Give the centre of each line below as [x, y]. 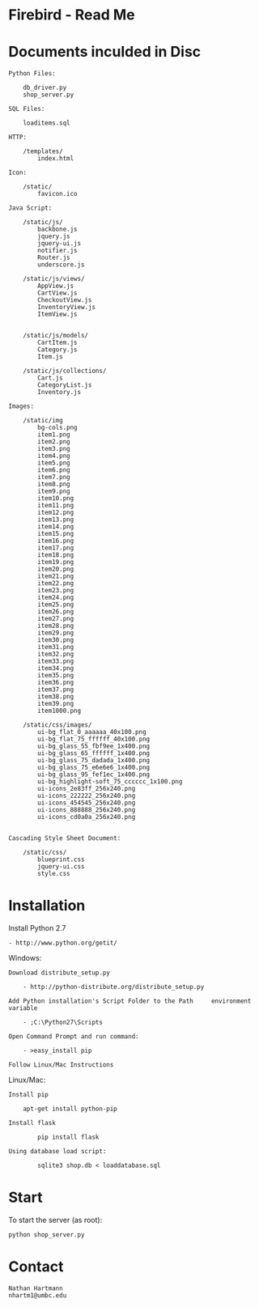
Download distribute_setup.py [59, 973]
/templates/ [43, 151]
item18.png [56, 555]
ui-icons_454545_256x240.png [87, 803]
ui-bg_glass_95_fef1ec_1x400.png [94, 774]
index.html [56, 159]
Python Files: [32, 74]
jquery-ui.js [59, 244]
